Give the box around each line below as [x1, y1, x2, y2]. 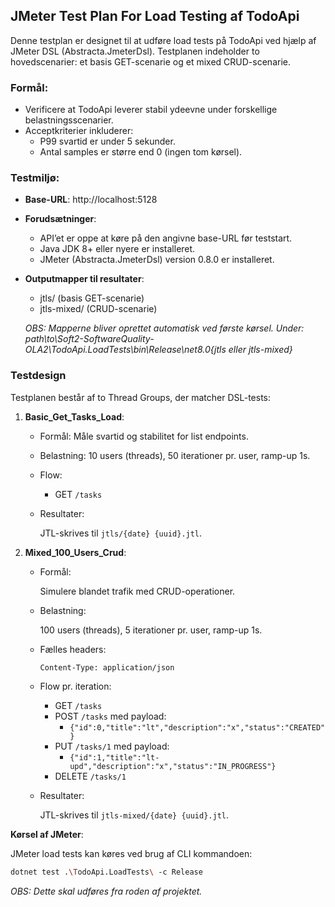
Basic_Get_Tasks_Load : [24, 410, 125, 423]
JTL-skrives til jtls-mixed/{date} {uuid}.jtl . [39, 809, 230, 821]
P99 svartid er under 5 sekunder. [39, 135, 176, 148]
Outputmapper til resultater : [24, 273, 145, 285]
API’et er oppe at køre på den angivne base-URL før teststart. [39, 232, 293, 244]
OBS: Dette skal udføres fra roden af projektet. [10, 885, 203, 897]
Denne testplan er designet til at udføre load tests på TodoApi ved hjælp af [10, 34, 317, 46]
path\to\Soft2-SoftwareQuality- [24, 333, 155, 345]
